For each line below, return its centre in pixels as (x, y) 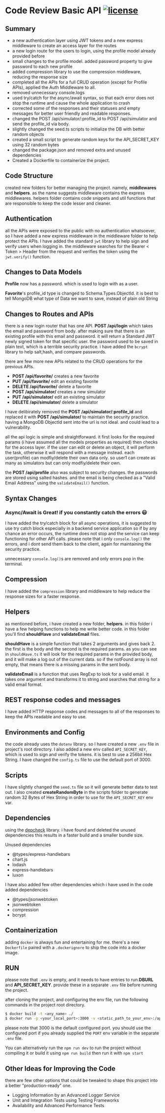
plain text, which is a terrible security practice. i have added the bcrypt (77, 347)
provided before (28, 56)
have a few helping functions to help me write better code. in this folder (77, 629)
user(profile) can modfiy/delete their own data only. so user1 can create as (80, 458)
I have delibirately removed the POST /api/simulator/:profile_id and (74, 412)
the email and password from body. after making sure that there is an (75, 331)
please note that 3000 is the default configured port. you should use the (78, 1028)
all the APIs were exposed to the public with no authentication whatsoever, (81, 230)
